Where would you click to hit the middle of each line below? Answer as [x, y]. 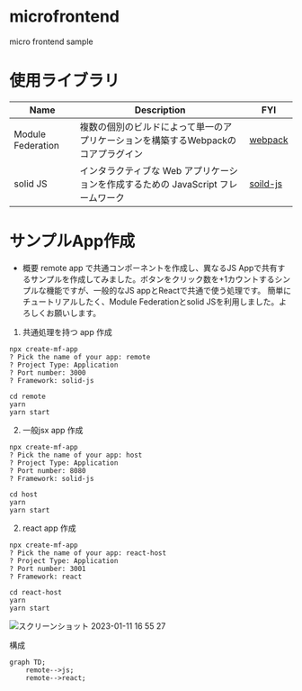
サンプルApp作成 [72, 241]
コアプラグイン [111, 153]
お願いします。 [74, 313]
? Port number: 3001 [48, 568]
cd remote [28, 396]
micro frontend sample [51, 41]
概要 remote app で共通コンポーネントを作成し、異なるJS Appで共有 [150, 268]
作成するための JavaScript [162, 184]
